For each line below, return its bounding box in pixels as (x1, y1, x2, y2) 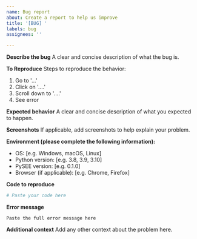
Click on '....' (15, 83, 46, 91)
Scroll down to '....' (15, 90, 62, 97)
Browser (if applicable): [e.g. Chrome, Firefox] (15, 169, 130, 177)
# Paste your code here (6, 192, 67, 199)
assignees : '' (6, 32, 42, 38)
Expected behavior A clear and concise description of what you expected (6, 108, 192, 115)
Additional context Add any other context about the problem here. (6, 226, 173, 233)
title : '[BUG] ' (6, 20, 47, 26)
